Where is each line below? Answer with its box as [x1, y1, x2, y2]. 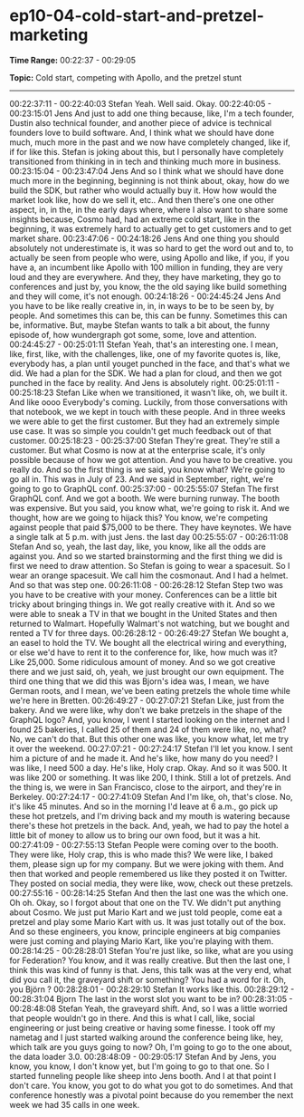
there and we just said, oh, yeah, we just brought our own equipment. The [9, 666, 285, 677]
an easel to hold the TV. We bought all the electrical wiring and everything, [9, 637, 287, 648]
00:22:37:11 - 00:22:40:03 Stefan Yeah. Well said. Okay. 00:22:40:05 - [9, 98, 271, 109]
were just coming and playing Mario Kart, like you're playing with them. [9, 935, 274, 947]
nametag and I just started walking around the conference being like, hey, [9, 1032, 283, 1043]
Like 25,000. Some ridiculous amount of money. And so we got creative [9, 656, 276, 667]
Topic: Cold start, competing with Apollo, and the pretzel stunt [9, 72, 242, 82]
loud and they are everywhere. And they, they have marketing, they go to [9, 271, 281, 282]
